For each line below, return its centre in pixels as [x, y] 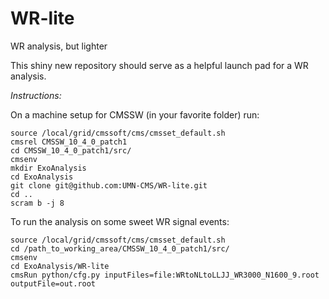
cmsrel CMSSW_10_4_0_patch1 [69, 142]
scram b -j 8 [37, 203]
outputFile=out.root [53, 283]
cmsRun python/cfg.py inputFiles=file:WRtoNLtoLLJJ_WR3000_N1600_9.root [165, 275]
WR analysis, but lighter [59, 46]
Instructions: [36, 95]
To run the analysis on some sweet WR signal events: [120, 221]
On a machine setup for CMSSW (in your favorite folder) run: [135, 114]
